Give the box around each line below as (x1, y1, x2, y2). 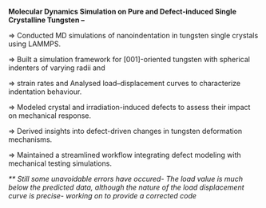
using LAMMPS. (8, 39, 62, 49)
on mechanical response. (8, 111, 92, 120)
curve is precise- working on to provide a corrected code (8, 191, 197, 200)
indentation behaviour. (8, 87, 82, 96)
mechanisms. (8, 135, 53, 144)
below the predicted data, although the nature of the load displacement (8, 182, 245, 192)
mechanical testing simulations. (8, 159, 112, 168)
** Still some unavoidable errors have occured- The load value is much (8, 175, 244, 183)
